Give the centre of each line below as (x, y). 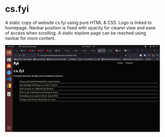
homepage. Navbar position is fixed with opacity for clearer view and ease (80, 27)
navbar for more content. (30, 38)
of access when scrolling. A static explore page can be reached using (76, 33)
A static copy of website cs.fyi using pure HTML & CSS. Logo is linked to (79, 23)
